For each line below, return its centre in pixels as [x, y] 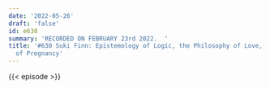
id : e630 [23, 31]
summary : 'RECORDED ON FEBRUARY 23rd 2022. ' [88, 38]
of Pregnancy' [39, 53]
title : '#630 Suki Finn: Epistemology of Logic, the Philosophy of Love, [136, 46]
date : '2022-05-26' [41, 16]
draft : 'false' [34, 23]
